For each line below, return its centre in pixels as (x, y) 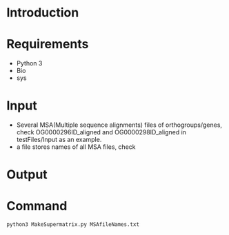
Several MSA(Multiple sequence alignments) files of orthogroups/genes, (119, 125)
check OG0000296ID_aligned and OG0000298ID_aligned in (101, 132)
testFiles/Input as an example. (59, 140)
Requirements (48, 44)
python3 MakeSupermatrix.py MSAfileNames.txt (73, 225)
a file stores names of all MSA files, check (76, 147)
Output (27, 175)
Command (37, 206)
